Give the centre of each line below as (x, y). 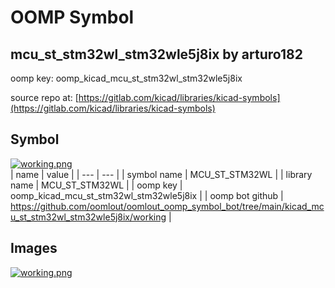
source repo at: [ (44, 97)
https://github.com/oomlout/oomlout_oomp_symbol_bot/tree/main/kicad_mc (167, 206)
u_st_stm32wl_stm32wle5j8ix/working (88, 217)
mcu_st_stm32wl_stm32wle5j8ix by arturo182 (156, 54)
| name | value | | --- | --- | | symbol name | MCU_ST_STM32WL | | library (161, 174)
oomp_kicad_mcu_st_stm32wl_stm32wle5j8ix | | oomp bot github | (147, 195)
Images (34, 248)
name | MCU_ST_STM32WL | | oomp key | (96, 185)
